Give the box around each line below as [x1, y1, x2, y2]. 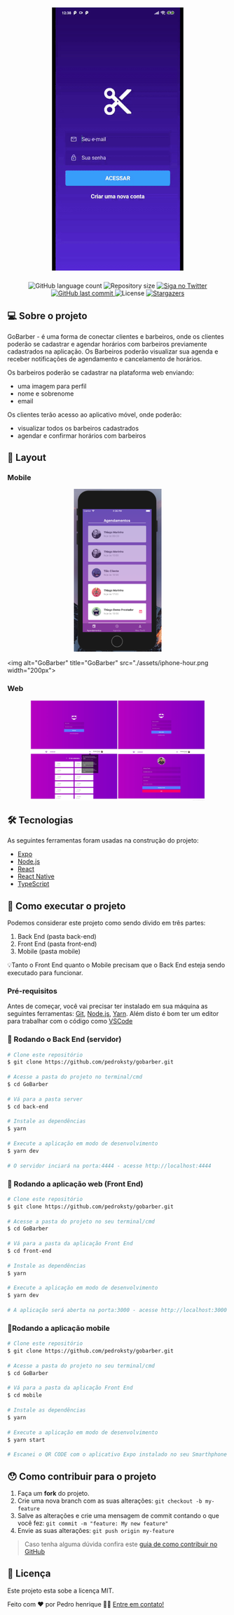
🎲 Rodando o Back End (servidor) [7, 1035, 122, 1045]
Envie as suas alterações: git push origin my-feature [17, 1527, 174, 1535]
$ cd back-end [7, 1103, 49, 1110]
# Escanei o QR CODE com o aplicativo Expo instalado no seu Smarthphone [7, 1451, 228, 1459]
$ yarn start [7, 1436, 46, 1443]
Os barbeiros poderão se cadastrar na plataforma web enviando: [7, 368, 194, 377]
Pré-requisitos [7, 986, 57, 996]
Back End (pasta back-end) [17, 932, 97, 941]
